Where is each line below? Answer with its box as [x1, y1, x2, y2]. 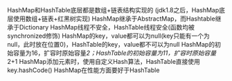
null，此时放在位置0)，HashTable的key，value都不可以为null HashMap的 [7, 40, 215, 48]
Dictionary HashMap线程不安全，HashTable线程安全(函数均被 [19, 23, 195, 31]
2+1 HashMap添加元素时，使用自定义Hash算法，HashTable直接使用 [7, 58, 201, 65]
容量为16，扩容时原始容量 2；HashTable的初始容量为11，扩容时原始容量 [12, 49, 217, 57]
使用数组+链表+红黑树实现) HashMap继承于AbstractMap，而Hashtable [12, 14, 216, 23]
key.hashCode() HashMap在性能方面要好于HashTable [7, 66, 160, 74]
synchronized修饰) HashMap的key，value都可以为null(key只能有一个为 [7, 32, 210, 40]
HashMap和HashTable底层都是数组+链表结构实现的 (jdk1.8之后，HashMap [7, 6, 220, 14]
